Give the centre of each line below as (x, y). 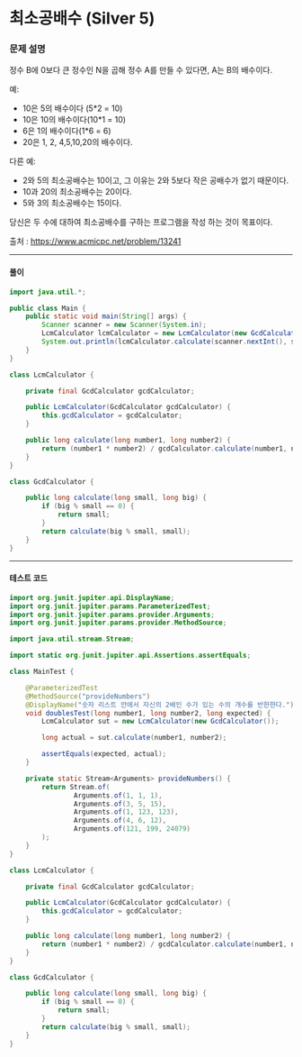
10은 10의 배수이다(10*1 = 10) (74, 120)
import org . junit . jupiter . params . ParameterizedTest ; (110, 606)
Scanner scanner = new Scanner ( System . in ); (124, 325)
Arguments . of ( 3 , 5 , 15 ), (120, 804)
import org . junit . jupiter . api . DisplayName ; (92, 597)
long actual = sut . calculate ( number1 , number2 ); (134, 738)
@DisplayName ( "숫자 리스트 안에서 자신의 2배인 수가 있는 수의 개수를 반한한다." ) (160, 705)
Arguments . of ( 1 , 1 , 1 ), (118, 795)
